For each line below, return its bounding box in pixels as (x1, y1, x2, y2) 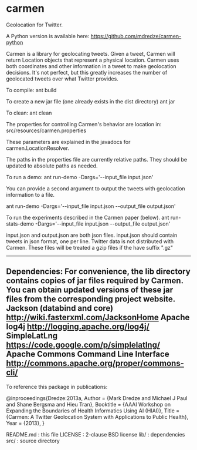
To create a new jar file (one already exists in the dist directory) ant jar (6, 98, 175, 105)
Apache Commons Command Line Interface (6, 349, 169, 360)
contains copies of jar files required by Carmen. (6, 276, 184, 286)
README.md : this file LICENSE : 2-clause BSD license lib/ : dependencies (6, 431, 185, 438)
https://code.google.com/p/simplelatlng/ (6, 340, 160, 350)
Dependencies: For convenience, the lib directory (6, 267, 191, 277)
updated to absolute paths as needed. (6, 162, 98, 169)
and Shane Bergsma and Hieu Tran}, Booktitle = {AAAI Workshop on (6, 401, 171, 408)
